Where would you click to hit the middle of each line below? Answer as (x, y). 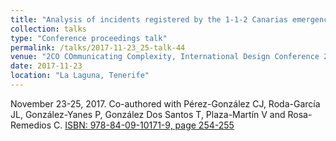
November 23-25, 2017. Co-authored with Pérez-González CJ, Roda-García (165, 103)
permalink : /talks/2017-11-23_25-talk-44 (98, 47)
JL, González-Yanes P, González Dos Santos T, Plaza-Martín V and (148, 114)
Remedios (31, 125)
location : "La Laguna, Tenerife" (80, 76)
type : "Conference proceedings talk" (89, 38)
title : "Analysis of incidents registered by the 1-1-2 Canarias (149, 19)
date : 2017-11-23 (46, 66)
